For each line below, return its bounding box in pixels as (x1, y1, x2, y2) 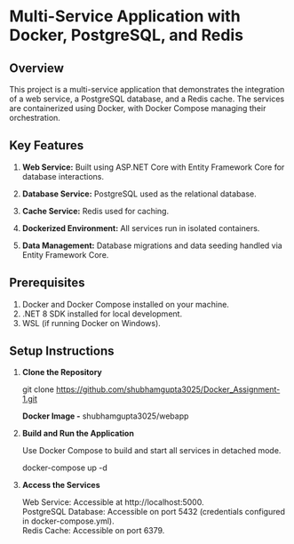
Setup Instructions (9, 344, 115, 359)
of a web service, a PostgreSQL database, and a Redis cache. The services (9, 93, 285, 104)
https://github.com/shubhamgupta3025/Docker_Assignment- (56, 384, 281, 395)
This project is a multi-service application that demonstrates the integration (9, 84, 285, 94)
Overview (9, 60, 65, 76)
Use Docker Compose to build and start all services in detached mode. (21, 445, 282, 456)
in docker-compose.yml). (21, 516, 115, 526)
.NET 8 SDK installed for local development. (21, 308, 183, 319)
